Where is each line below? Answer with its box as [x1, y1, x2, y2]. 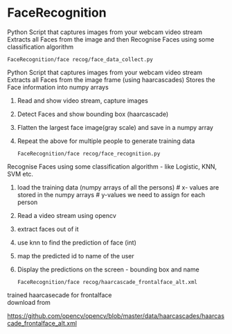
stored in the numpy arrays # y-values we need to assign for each [17, 190, 206, 199]
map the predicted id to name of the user [17, 251, 134, 260]
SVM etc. [7, 169, 33, 178]
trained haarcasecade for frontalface [7, 290, 112, 299]
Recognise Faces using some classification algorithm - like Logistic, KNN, [7, 162, 217, 171]
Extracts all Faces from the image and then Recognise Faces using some [7, 35, 215, 43]
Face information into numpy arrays [7, 83, 109, 91]
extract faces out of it [17, 224, 79, 233]
